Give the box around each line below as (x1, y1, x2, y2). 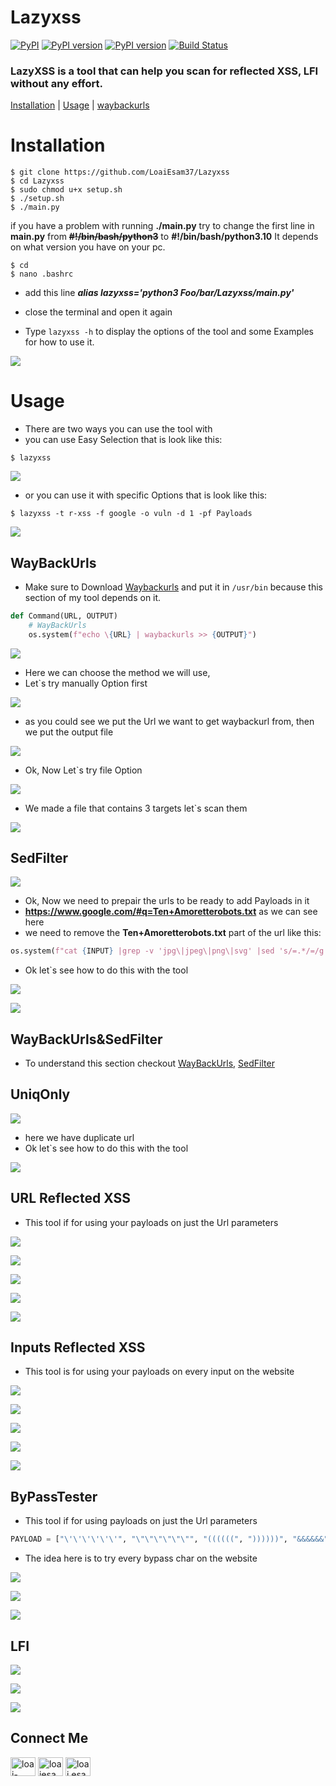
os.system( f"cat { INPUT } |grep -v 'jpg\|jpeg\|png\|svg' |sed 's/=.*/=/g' (10, 946, 329, 956)
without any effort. (10, 76, 103, 90)
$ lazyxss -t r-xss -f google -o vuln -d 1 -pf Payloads (10, 509, 253, 519)
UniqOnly (10, 1086, 71, 1103)
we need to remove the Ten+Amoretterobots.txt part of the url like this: (24, 927, 322, 939)
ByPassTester (10, 1488, 98, 1505)
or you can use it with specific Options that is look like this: (24, 489, 268, 501)
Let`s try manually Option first (24, 677, 148, 689)
